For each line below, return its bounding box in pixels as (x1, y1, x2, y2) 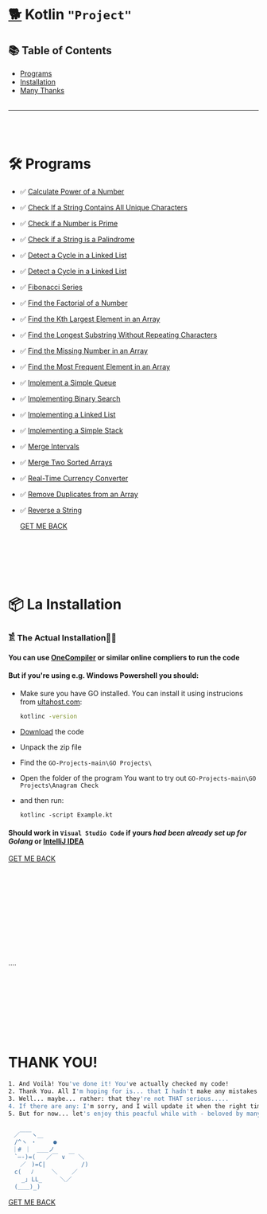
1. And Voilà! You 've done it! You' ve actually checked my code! (8, 1080, 229, 1088)
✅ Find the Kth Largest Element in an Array (19, 314, 161, 323)
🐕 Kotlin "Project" (8, 6, 133, 24)
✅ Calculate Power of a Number (19, 186, 125, 196)
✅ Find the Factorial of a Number (19, 298, 129, 307)
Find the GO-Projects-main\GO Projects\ (19, 758, 153, 767)
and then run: (19, 795, 64, 805)
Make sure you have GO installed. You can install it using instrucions (19, 689, 244, 699)
